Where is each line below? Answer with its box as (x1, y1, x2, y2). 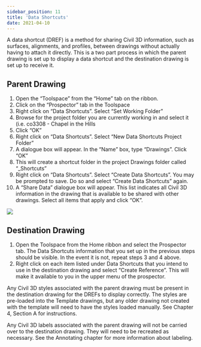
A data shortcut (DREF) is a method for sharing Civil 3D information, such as (7, 36, 194, 44)
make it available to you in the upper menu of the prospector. (15, 273, 166, 280)
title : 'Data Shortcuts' (7, 14, 69, 20)
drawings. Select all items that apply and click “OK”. (15, 197, 143, 204)
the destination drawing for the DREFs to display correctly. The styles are (7, 291, 187, 298)
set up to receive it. (7, 62, 54, 69)
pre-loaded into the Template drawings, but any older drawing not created (7, 297, 190, 304)
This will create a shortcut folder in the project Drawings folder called (15, 159, 187, 166)
